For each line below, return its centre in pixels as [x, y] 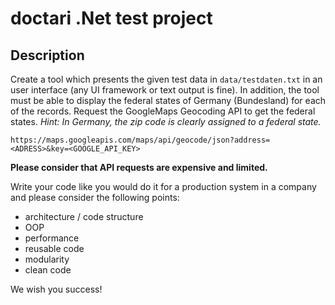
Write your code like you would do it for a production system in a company [163, 186]
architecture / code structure [84, 216]
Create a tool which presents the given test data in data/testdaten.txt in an [166, 79]
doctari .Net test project [111, 18]
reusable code [54, 248]
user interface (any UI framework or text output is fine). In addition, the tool [165, 90]
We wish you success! [56, 289]
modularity [47, 259]
